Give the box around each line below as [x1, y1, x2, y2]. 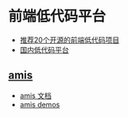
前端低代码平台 [8, 7, 107, 25]
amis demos [19, 99, 60, 109]
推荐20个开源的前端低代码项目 [19, 35, 120, 45]
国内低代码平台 [19, 45, 69, 54]
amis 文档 [19, 91, 52, 100]
